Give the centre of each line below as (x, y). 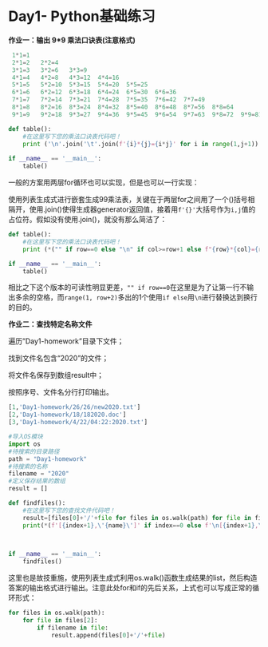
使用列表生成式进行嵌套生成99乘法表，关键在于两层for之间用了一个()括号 (128, 200)
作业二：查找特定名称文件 (50, 324)
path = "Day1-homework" (48, 459)
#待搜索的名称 (28, 466)
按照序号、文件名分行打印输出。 (61, 392)
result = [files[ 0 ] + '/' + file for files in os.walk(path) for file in (137, 518)
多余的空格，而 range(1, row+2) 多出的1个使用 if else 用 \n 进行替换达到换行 (136, 297)
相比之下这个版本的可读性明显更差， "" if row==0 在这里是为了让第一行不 (128, 288)
